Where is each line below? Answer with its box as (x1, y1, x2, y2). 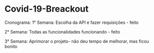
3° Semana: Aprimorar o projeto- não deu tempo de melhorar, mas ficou (4, 38, 149, 44)
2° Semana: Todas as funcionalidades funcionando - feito (4, 29, 120, 35)
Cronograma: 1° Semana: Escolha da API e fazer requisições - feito (4, 19, 139, 25)
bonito (4, 43, 18, 49)
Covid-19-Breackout (4, 3, 89, 15)
